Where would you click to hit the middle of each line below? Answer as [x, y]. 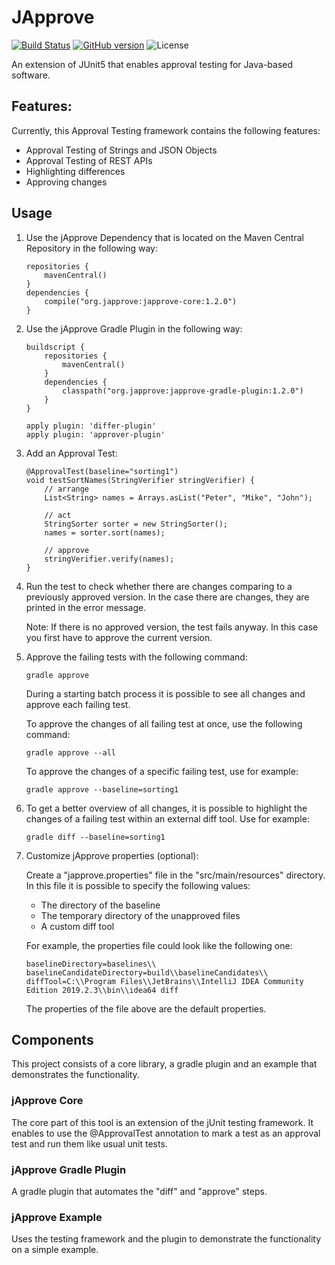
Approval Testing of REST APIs [89, 160]
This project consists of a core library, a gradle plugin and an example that [164, 1064]
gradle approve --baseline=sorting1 [102, 789]
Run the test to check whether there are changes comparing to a [159, 586]
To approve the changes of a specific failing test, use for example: [162, 771]
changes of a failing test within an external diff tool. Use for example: [167, 818]
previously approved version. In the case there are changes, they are [167, 597]
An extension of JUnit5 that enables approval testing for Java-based [152, 64]
